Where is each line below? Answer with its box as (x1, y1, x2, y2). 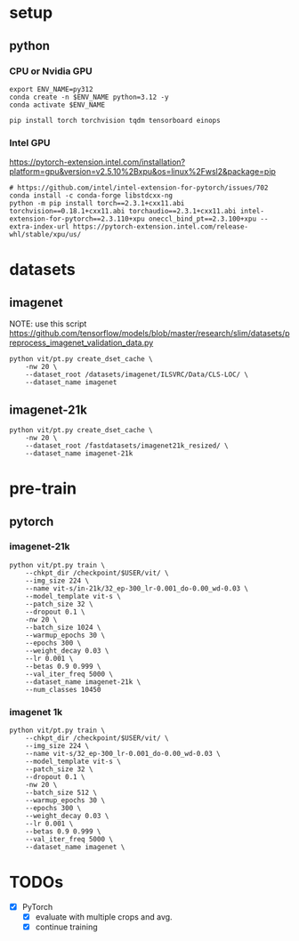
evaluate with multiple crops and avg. (35, 912, 173, 922)
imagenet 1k (9, 705, 63, 718)
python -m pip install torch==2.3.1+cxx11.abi (9, 199, 185, 208)
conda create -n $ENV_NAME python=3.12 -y (9, 92, 169, 101)
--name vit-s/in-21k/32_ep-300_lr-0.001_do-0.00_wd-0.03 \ (25, 583, 249, 593)
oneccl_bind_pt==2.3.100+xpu (148, 214, 256, 224)
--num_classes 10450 (25, 685, 101, 694)
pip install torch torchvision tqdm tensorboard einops (9, 116, 221, 125)
